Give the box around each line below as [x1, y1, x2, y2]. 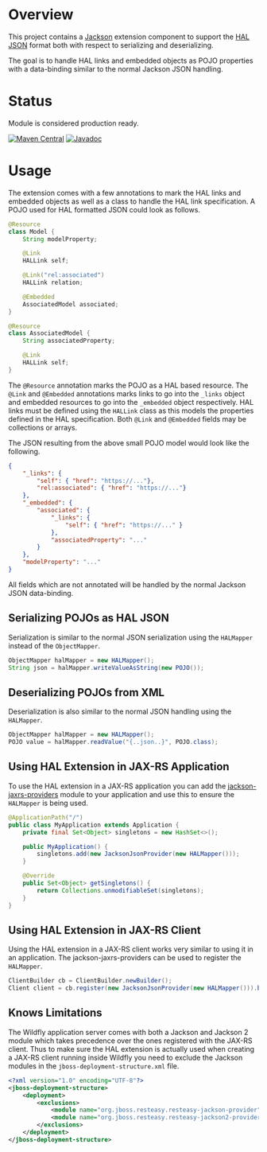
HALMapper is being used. [8, 798, 89, 808]
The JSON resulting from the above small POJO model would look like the [8, 438, 250, 447]
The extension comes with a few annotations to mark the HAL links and [8, 188, 242, 197]
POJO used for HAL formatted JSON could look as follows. [8, 204, 201, 214]
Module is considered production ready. [8, 118, 139, 128]
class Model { [8, 228, 56, 235]
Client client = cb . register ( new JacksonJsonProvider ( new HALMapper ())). [8, 984, 258, 992]
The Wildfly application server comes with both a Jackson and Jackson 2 [8, 1027, 249, 1037]
